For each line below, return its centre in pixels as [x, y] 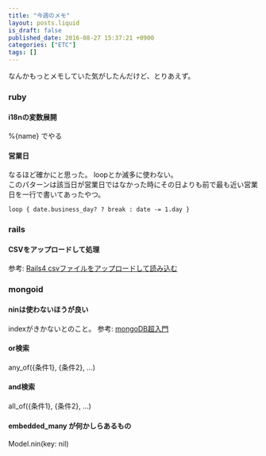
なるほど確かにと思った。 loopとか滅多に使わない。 [93, 174]
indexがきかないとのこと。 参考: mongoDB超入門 [89, 328]
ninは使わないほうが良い [48, 309]
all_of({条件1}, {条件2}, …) [50, 406]
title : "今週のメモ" [39, 15]
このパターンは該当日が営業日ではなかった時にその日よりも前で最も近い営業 [133, 185]
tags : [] [23, 52]
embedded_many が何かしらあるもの [70, 426]
